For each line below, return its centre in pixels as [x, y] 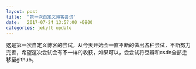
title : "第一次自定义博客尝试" [41, 17]
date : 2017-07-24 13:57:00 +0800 [49, 22]
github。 [26, 60]
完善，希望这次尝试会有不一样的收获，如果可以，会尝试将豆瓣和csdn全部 [94, 53]
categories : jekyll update [39, 28]
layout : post [22, 11]
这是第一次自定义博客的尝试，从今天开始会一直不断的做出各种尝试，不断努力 [98, 45]
